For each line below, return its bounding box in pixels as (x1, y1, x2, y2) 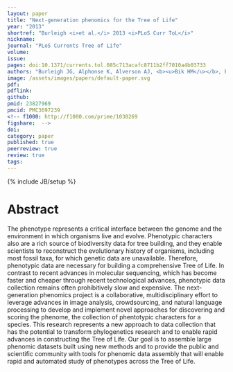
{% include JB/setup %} (7, 177, 76, 186)
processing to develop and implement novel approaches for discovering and (7, 305, 225, 314)
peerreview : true (7, 145, 58, 152)
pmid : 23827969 (7, 100, 51, 107)
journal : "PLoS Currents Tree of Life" (7, 42, 123, 49)
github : (7, 94, 30, 101)
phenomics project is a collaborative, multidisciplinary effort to (39, 290, 218, 299)
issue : (7, 55, 26, 62)
